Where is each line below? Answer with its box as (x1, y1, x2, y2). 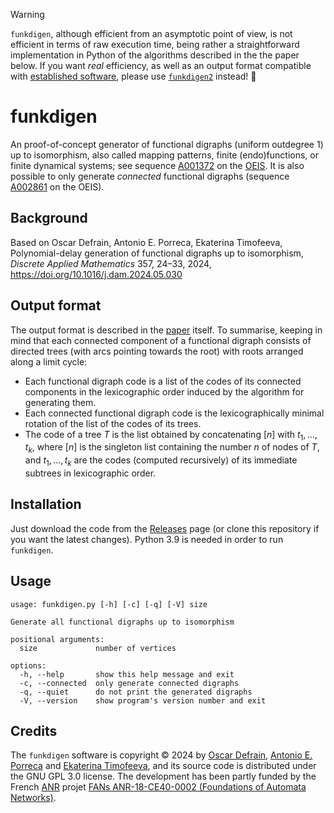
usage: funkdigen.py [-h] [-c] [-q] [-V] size (10, 599, 208, 609)
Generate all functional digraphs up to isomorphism (10, 617, 235, 627)
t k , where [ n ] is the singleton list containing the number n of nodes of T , (24, 441, 320, 456)
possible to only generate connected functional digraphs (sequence (10, 170, 290, 182)
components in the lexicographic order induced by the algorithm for (24, 385, 305, 398)
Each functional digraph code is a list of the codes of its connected (24, 375, 302, 387)
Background (10, 210, 88, 227)
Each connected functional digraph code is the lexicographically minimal (24, 407, 325, 419)
